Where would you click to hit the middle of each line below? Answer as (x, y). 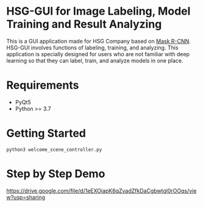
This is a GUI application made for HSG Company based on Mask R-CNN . (98, 41)
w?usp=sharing (26, 197)
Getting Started (46, 133)
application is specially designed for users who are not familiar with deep (98, 54)
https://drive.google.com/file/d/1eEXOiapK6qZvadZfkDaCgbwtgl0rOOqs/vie (101, 191)
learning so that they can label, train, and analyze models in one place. (95, 60)
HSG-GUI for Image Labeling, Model (98, 11)
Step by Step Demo (56, 174)
